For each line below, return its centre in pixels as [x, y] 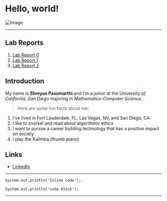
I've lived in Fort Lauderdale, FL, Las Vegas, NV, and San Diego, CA [81, 118]
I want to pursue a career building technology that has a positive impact [86, 128]
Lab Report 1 [25, 60]
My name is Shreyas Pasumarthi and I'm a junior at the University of [75, 93]
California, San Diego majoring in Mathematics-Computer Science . [74, 98]
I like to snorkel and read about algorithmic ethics [63, 123]
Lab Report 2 [26, 65]
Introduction [25, 81]
